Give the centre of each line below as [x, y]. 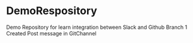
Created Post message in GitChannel [51, 33]
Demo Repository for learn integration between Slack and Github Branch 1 [97, 27]
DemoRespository [52, 11]
